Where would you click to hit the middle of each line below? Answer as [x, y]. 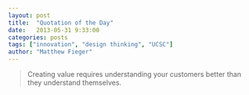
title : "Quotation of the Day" [61, 23]
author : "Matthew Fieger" [50, 52]
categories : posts [38, 37]
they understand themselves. [74, 82]
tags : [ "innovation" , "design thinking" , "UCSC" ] [91, 45]
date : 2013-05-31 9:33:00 [54, 30]
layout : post [29, 15]
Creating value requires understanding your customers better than [134, 74]
